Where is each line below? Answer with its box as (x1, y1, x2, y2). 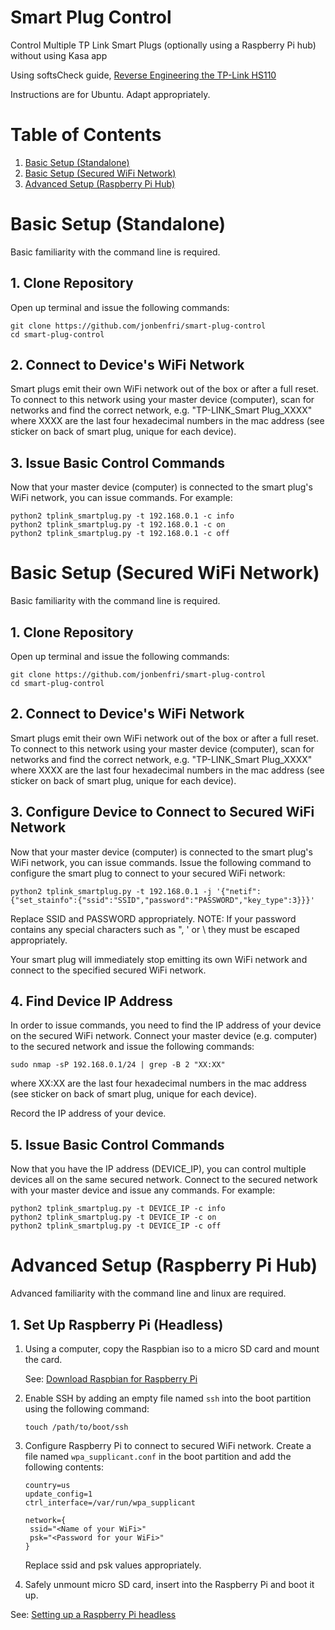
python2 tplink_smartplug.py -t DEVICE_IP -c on (10, 1212, 217, 1223)
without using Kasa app (10, 49, 108, 61)
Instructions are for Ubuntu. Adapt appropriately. (10, 88, 211, 100)
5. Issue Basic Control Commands (10, 1136, 225, 1153)
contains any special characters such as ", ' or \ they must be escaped (10, 923, 300, 935)
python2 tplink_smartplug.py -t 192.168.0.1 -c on (10, 520, 226, 530)
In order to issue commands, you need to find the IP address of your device (10, 1019, 322, 1031)
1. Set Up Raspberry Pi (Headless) (10, 1316, 224, 1333)
